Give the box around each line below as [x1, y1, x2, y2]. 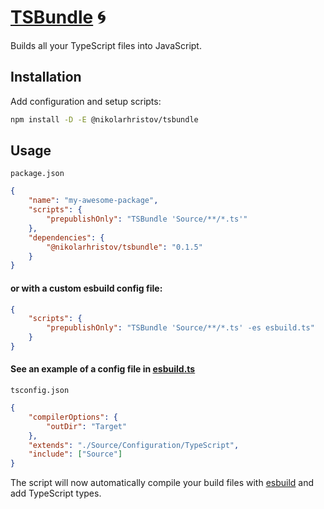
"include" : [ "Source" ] [28, 449, 123, 460]
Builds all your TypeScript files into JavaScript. [10, 39, 202, 51]
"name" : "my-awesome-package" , [28, 196, 159, 206]
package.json [10, 169, 65, 179]
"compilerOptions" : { [28, 412, 118, 422]
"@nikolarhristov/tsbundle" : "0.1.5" [46, 242, 203, 252]
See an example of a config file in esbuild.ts [10, 363, 196, 375]
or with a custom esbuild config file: [10, 282, 163, 294]
